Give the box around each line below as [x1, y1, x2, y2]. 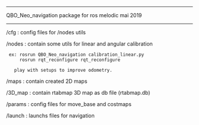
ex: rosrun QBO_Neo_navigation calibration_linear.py [8, 52, 145, 57]
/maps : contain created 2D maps [6, 78, 88, 85]
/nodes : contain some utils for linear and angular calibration [6, 40, 153, 47]
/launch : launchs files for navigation [6, 112, 95, 119]
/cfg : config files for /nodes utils [6, 29, 86, 36]
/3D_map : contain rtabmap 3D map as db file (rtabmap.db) [6, 89, 150, 96]
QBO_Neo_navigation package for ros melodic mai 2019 [6, 12, 142, 18]
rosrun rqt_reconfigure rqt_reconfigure [19, 57, 120, 63]
